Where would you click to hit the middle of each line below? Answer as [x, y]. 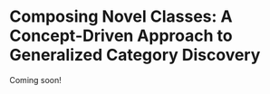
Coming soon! [35, 80]
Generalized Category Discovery [135, 55]
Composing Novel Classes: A [121, 17]
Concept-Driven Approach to [121, 36]
